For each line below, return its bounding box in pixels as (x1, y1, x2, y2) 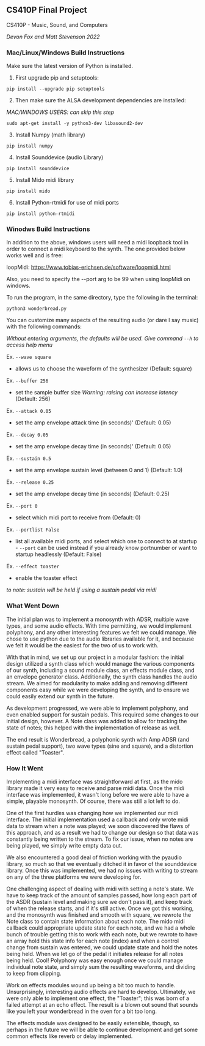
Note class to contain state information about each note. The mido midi (6, 918, 185, 925)
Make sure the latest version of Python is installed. (6, 62, 133, 70)
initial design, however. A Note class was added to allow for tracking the (6, 717, 187, 724)
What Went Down (6, 601, 60, 610)
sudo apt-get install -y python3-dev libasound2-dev (6, 121, 143, 127)
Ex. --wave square (6, 353, 52, 361)
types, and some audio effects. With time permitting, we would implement (6, 622, 192, 630)
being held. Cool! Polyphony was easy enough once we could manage (6, 957, 183, 964)
